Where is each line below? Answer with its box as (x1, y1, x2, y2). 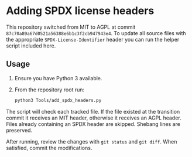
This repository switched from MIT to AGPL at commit (6, 23, 136, 30)
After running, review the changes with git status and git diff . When (6, 138, 177, 145)
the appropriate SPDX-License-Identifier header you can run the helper (6, 36, 180, 43)
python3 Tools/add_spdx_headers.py (14, 97, 102, 103)
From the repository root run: (14, 86, 85, 93)
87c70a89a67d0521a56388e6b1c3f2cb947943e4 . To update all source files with (6, 29, 186, 36)
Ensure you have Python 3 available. (14, 74, 102, 81)
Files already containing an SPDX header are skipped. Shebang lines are (6, 120, 180, 127)
